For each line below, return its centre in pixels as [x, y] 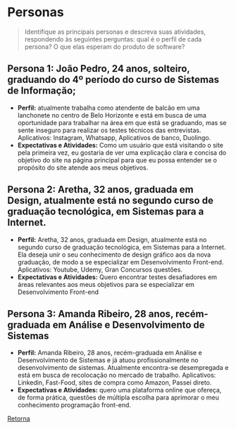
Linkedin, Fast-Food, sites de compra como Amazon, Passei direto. [114, 383]
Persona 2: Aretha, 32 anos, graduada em [100, 190]
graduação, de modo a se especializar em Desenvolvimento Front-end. [120, 262]
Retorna [19, 418]
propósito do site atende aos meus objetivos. [83, 167]
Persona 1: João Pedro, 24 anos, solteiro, [99, 69]
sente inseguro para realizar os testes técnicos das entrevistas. [109, 130]
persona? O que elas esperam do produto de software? [105, 46]
